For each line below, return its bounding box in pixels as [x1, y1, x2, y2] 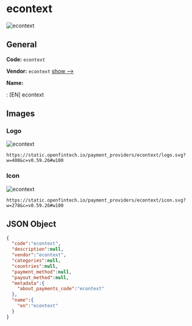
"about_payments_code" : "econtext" [17, 286, 105, 292]
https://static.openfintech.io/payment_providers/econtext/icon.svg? [6, 197, 187, 203]
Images [6, 109, 35, 119]
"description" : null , [12, 246, 64, 253]
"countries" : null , [12, 263, 59, 269]
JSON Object [6, 219, 57, 229]
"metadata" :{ [12, 280, 45, 287]
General [6, 39, 38, 50]
